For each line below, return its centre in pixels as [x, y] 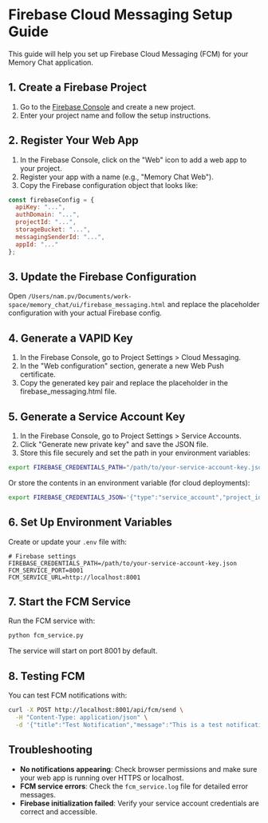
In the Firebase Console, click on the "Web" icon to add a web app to [133, 160]
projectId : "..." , [46, 222]
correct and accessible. [59, 811]
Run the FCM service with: [52, 621]
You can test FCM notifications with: [68, 695]
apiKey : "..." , [41, 207]
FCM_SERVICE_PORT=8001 [46, 570]
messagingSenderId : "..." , [60, 237]
